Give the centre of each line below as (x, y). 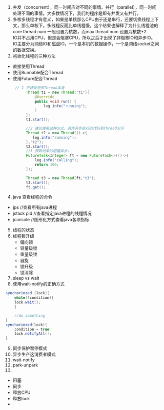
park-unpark (25, 365)
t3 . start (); (38, 183)
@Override (44, 97)
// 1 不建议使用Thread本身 (40, 88)
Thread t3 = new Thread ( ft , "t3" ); (61, 178)
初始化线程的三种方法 (34, 56)
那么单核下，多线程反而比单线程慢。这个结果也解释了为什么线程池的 (90, 25)
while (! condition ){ (34, 298)
